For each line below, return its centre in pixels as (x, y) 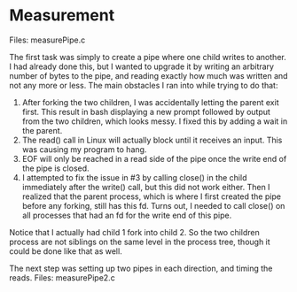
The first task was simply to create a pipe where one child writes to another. (148, 57)
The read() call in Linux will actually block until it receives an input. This (152, 140)
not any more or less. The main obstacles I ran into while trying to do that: (144, 85)
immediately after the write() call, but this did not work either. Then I (146, 187)
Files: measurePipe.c (47, 40)
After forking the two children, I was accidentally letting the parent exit (150, 102)
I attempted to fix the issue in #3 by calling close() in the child (134, 177)
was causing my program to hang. (84, 149)
